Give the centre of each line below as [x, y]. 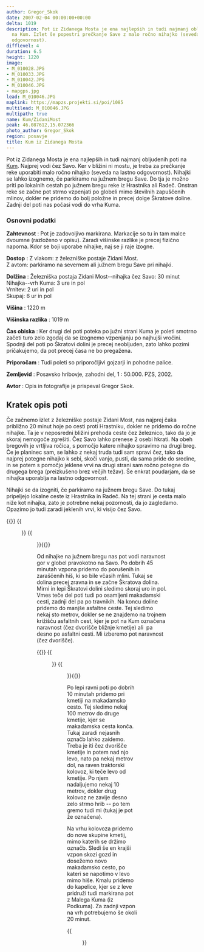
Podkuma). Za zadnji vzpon [101, 906]
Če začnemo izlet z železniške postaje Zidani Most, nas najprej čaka [92, 420]
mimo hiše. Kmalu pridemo [100, 880]
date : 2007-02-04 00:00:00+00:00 [49, 18]
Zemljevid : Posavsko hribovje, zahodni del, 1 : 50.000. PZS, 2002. [90, 374]
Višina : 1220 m [26, 308]
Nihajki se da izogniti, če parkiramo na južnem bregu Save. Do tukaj [91, 490]
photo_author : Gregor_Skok [40, 131]
